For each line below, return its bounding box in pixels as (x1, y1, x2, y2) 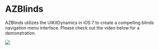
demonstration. (5, 30, 36, 36)
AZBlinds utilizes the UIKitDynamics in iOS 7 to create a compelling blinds (5, 20, 154, 25)
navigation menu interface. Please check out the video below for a (5, 25, 140, 30)
